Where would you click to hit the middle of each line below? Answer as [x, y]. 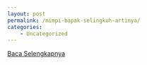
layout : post [27, 14]
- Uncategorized [44, 34]
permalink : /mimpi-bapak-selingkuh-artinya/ [74, 20]
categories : [25, 27]
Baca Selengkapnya [36, 54]
